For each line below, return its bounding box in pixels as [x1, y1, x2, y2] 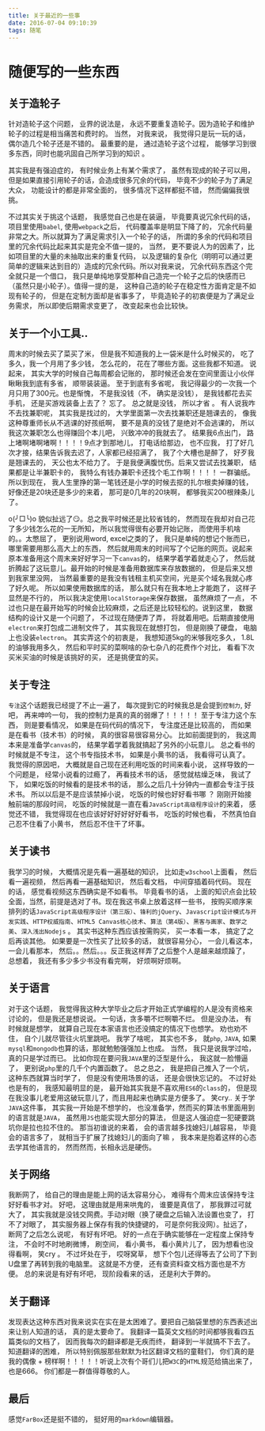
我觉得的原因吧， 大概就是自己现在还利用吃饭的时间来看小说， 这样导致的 [8, 760, 248, 769]
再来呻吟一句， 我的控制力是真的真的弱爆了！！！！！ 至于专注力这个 [23, 710, 250, 720]
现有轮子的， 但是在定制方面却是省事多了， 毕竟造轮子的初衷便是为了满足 [8, 291, 248, 301]
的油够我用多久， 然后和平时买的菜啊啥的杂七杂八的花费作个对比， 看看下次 [8, 642, 255, 653]
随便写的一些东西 [8, 62, 120, 81]
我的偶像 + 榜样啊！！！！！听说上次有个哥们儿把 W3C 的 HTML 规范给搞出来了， [8, 1357, 257, 1366]
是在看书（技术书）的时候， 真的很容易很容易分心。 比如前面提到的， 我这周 [8, 730, 257, 740]
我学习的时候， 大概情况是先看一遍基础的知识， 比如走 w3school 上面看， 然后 [8, 867, 258, 876]
